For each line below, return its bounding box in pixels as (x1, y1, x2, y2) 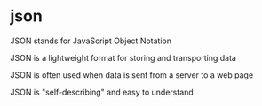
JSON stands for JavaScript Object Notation (10, 35, 172, 46)
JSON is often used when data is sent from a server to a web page (10, 69, 254, 80)
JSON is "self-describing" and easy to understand (10, 87, 194, 97)
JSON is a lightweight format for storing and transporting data (10, 52, 236, 63)
